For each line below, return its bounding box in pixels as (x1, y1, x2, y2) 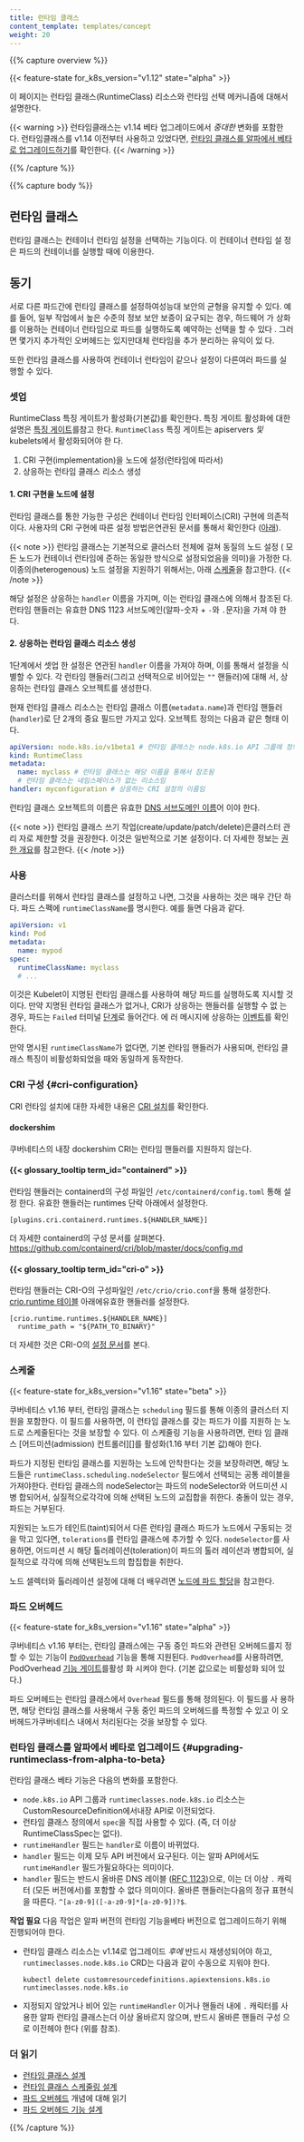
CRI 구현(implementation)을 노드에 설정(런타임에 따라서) (22, 455, 223, 465)
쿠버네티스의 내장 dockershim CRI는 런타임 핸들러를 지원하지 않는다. (9, 1143, 252, 1154)
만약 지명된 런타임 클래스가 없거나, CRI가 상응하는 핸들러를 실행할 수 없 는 (28, 1000, 288, 1012)
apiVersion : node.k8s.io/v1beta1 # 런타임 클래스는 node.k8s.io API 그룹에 (9, 742, 282, 751)
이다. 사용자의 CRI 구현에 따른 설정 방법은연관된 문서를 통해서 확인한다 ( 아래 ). (9, 522, 281, 533)
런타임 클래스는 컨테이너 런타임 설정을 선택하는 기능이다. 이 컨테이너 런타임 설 (9, 235, 282, 246)
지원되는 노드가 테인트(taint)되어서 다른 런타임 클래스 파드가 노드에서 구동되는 (9, 1521, 283, 1533)
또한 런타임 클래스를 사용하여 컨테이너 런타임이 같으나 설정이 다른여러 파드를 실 (9, 355, 288, 365)
